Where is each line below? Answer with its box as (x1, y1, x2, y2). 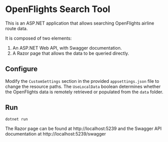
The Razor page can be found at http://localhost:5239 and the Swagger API (5, 125, 162, 131)
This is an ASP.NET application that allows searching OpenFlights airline (5, 20, 154, 26)
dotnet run (5, 116, 28, 121)
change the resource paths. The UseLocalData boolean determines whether (5, 83, 161, 89)
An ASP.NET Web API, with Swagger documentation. (12, 45, 122, 51)
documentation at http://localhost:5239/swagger (5, 130, 106, 136)
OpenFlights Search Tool (5, 4, 111, 15)
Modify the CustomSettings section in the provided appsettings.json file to (5, 78, 159, 84)
